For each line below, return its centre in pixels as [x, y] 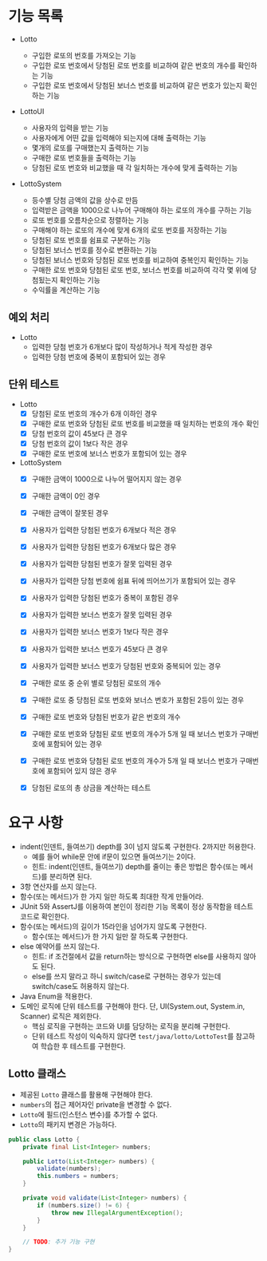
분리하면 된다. [71, 876]
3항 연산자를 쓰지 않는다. [58, 886]
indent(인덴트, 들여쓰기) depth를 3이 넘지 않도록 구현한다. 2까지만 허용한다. [138, 846]
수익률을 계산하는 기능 [66, 290]
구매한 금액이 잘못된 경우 [70, 513]
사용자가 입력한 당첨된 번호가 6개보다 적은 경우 [104, 530]
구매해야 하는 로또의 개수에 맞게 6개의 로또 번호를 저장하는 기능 [130, 230]
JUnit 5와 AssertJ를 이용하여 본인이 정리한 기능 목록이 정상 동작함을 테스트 [136, 906]
